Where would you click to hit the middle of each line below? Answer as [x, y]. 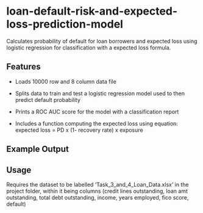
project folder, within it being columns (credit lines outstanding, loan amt [97, 191]
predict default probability [48, 99]
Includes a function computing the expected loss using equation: [97, 123]
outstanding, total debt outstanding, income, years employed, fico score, [98, 197]
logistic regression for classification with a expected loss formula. [89, 48]
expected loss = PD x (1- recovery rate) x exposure [79, 130]
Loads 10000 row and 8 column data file [66, 81]
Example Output [37, 149]
